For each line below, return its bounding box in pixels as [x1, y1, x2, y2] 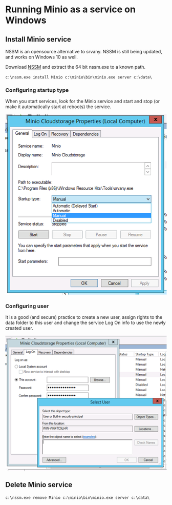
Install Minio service [5, 35, 72, 44]
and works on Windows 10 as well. [5, 54, 78, 60]
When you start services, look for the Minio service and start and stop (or [5, 98, 160, 105]
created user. [5, 325, 33, 331]
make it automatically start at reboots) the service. [5, 104, 112, 110]
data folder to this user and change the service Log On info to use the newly [5, 319, 166, 326]
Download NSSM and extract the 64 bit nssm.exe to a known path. [5, 64, 146, 70]
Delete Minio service [5, 480, 73, 489]
